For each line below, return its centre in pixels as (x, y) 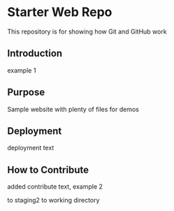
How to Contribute (48, 169)
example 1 (22, 70)
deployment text (31, 148)
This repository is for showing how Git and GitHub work (87, 31)
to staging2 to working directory (53, 201)
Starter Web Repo (60, 12)
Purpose (26, 93)
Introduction (35, 53)
